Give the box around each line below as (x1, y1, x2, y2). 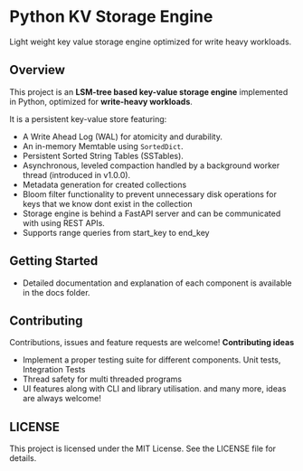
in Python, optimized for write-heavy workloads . (9, 96, 193, 107)
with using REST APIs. (22, 217, 106, 228)
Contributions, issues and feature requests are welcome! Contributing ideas (9, 337, 295, 348)
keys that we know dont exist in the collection (22, 198, 193, 209)
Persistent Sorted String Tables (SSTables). (22, 150, 184, 161)
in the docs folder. (22, 287, 90, 297)
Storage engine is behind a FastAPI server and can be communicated (22, 208, 281, 219)
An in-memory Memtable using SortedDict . (22, 140, 184, 151)
